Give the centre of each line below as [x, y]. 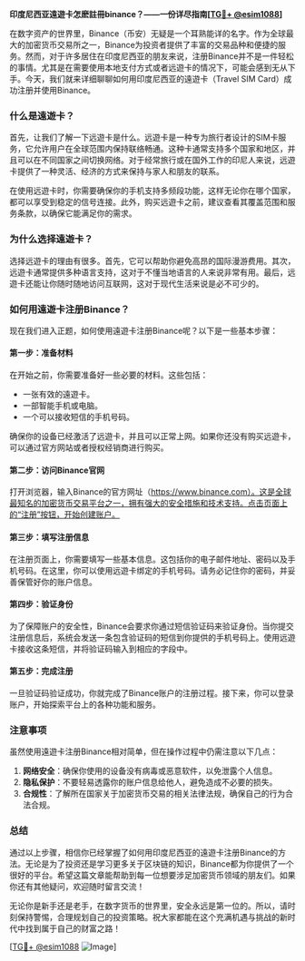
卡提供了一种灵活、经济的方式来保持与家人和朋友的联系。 [117, 172]
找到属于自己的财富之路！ [73, 928]
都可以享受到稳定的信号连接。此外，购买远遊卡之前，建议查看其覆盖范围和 [148, 202]
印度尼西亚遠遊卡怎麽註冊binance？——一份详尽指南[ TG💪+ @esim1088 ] [146, 14]
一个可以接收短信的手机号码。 [78, 417]
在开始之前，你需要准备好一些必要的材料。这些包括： [109, 375]
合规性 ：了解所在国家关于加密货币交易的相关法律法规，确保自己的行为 [154, 794]
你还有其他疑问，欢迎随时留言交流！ [77, 886]
